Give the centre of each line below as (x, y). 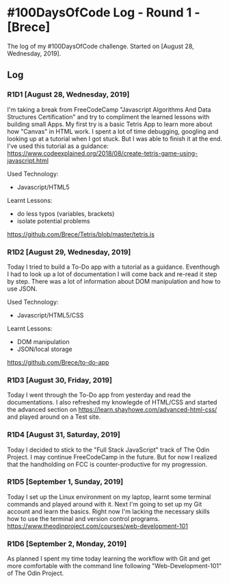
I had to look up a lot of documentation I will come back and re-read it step (112, 274)
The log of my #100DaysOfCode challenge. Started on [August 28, (101, 46)
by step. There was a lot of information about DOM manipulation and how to (114, 281)
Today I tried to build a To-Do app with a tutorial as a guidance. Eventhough (113, 267)
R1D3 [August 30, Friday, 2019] (60, 380)
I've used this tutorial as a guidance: (58, 146)
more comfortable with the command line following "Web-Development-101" (114, 566)
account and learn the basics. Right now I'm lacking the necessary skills (108, 511)
